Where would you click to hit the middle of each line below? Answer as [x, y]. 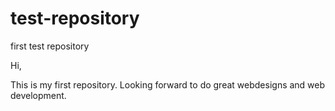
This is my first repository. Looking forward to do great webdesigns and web [168, 84]
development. [38, 95]
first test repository [50, 46]
